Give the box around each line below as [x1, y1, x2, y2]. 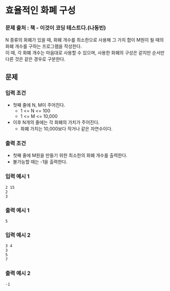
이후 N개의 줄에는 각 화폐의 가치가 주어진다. [12, 119, 100, 126]
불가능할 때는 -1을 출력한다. [12, 159, 68, 165]
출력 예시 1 [5, 206, 30, 214]
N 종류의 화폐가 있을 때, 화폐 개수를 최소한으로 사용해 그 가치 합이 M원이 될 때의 [5, 37, 164, 43]
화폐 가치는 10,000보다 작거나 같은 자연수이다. [20, 126, 113, 132]
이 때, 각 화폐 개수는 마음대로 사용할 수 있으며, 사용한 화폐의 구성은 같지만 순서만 [5, 50, 165, 56]
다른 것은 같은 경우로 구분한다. [5, 56, 66, 62]
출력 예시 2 [5, 270, 31, 277]
